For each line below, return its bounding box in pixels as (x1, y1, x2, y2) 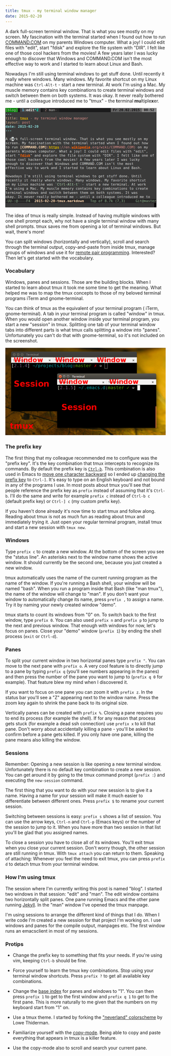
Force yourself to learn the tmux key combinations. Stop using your (12, 967, 154, 973)
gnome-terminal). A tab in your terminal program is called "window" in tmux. (5, 310, 165, 316)
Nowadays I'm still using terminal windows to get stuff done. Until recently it (5, 70, 165, 76)
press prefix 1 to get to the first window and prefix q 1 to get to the (12, 993, 158, 999)
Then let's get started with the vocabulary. (5, 255, 94, 261)
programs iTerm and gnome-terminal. (5, 295, 84, 301)
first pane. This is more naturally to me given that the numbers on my (12, 999, 158, 1005)
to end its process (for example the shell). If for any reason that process (5, 715, 156, 721)
